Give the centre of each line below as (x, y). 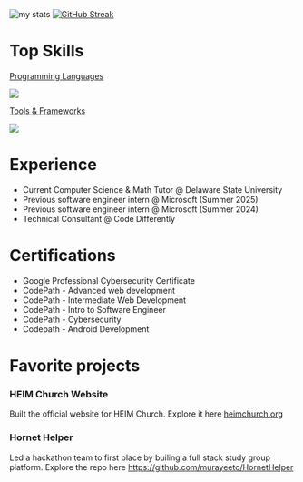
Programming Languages (57, 75)
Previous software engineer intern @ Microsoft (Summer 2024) (140, 209)
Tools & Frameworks (48, 110)
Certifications (63, 256)
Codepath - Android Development (86, 329)
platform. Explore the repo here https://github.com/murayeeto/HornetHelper (151, 467)
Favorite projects (75, 366)
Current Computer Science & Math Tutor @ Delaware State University (152, 189)
